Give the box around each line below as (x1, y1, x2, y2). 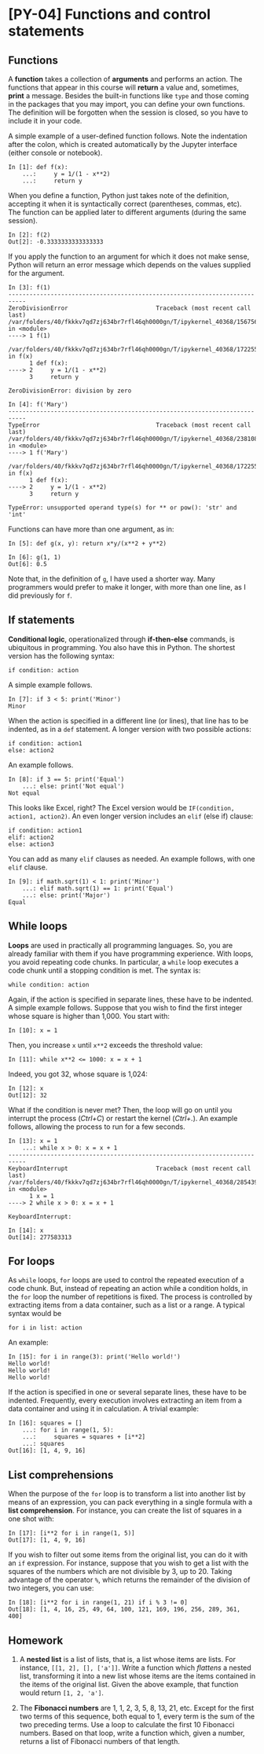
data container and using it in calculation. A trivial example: (8, 1404, 199, 1414)
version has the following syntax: (8, 651, 115, 660)
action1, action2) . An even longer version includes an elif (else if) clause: (8, 811, 254, 821)
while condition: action (8, 980, 90, 988)
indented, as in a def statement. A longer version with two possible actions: (8, 724, 251, 734)
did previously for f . (8, 591, 73, 600)
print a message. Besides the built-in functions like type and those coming (8, 91, 249, 100)
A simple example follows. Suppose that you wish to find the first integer (8, 1002, 243, 1012)
